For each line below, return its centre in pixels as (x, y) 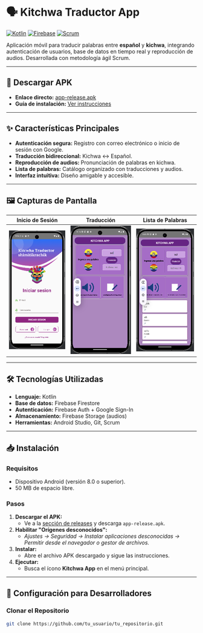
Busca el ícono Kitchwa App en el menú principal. (86, 569)
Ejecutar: (27, 562)
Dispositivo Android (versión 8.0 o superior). (70, 482)
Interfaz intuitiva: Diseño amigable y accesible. (74, 175)
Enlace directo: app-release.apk (56, 97)
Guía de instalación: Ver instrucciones (63, 104)
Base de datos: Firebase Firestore (57, 403)
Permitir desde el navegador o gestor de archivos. (87, 543)
